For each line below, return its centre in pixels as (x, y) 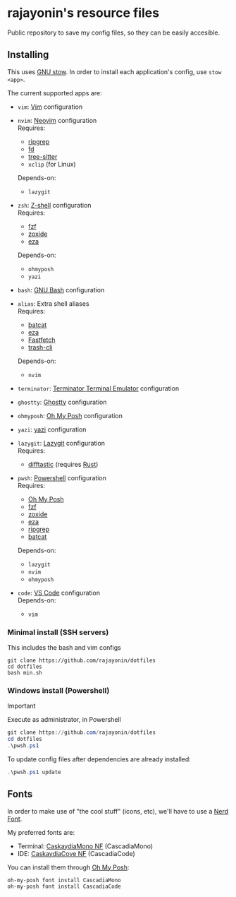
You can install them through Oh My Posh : (68, 867)
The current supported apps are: (55, 93)
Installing (28, 55)
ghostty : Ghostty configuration (62, 402)
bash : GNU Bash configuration (61, 290)
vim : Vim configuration (50, 107)
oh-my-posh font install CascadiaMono (64, 880)
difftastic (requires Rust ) (63, 464)
